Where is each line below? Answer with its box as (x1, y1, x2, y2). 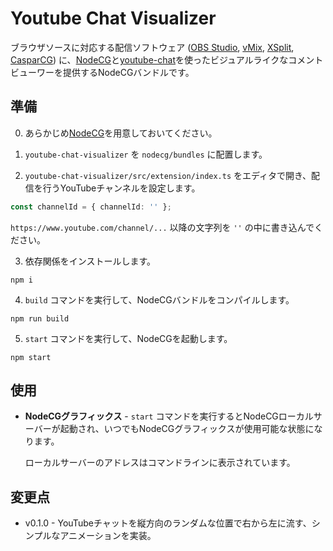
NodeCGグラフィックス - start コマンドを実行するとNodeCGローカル (24, 410, 314, 422)
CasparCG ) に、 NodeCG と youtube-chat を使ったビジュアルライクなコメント (10, 53, 324, 66)
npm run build (10, 313, 70, 324)
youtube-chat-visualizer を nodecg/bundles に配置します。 (24, 148, 268, 160)
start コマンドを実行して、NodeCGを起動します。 (24, 332, 233, 344)
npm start (10, 352, 52, 362)
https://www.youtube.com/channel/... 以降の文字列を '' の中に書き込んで (10, 221, 315, 233)
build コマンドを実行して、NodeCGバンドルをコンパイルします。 (24, 293, 295, 306)
